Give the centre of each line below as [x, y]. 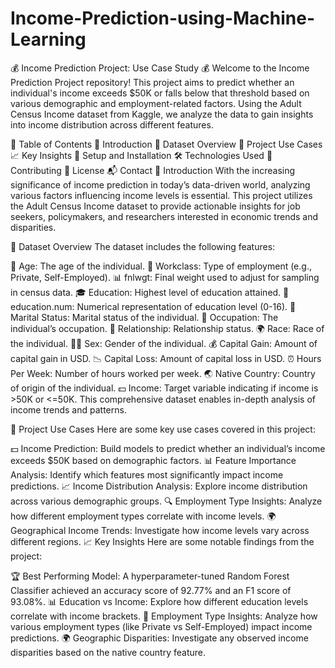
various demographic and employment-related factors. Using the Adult [156, 103]
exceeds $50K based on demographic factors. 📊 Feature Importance [153, 460]
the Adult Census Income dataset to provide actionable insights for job [155, 206]
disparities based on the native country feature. [108, 652]
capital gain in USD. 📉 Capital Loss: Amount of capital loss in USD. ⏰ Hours [166, 358]
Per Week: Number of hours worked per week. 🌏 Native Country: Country [163, 373]
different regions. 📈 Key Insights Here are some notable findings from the [162, 541]
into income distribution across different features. [112, 124]
